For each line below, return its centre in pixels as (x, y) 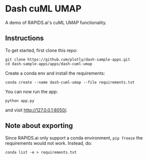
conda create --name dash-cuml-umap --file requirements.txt (70, 82)
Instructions (24, 38)
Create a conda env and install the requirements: (55, 73)
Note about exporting (39, 126)
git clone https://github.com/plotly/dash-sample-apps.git (68, 59)
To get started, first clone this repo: (41, 50)
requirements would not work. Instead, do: (49, 143)
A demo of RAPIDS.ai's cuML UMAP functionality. (56, 22)
